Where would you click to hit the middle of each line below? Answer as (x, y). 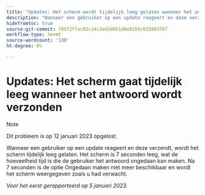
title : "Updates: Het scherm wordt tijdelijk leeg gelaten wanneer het (99, 12)
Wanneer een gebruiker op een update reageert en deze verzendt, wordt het (103, 147)
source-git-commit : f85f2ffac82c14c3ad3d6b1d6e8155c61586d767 (87, 29)
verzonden (34, 108)
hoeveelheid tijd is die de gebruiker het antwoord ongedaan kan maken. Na (101, 161)
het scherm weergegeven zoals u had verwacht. (67, 174)
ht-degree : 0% (24, 46)
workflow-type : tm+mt (34, 35)
